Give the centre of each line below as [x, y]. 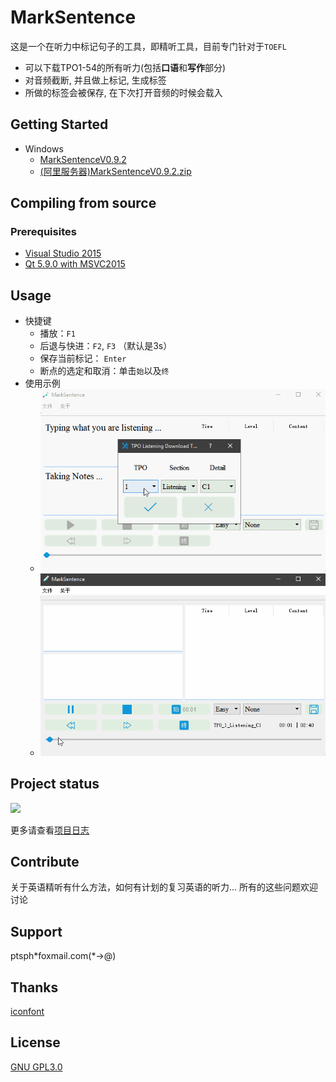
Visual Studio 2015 [63, 253]
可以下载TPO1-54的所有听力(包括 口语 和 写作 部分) [125, 67]
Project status [55, 784]
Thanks [34, 987]
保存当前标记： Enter [83, 358]
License [35, 1042]
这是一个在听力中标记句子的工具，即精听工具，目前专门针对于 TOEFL [148, 46]
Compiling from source [83, 203]
